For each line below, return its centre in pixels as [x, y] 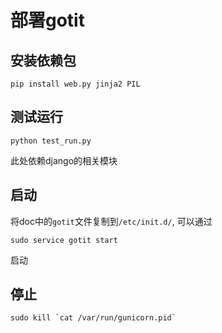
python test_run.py [51, 141]
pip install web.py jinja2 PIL [75, 84]
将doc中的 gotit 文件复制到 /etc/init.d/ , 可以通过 [111, 221]
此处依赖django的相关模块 [64, 160]
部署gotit [47, 20]
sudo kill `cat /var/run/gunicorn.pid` [93, 318]
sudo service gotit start [64, 240]
